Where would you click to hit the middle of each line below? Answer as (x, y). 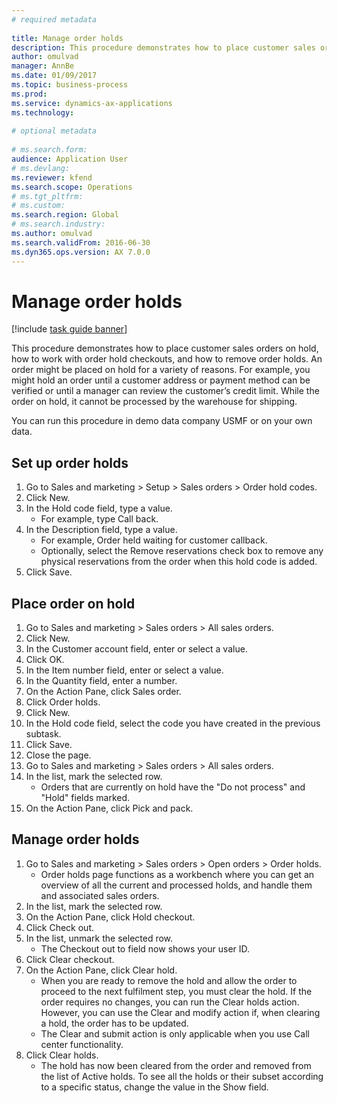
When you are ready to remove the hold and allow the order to (169, 980)
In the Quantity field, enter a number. (101, 681)
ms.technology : (43, 112)
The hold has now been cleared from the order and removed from (176, 1065)
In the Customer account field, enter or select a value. (136, 649)
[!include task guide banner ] (69, 329)
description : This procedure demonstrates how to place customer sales (163, 47)
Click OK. (45, 660)
